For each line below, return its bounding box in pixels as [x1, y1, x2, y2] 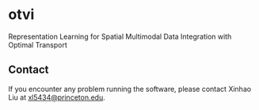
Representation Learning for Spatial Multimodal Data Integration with [8, 32, 232, 41]
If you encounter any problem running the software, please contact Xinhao [8, 84, 252, 93]
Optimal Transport [8, 40, 67, 49]
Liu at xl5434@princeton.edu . [8, 93, 105, 102]
